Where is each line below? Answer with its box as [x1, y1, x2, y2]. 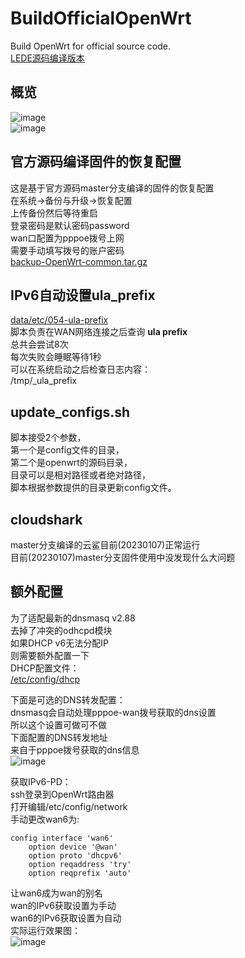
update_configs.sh [10, 403, 131, 421]
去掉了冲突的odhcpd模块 [10, 624, 113, 636]
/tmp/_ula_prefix [10, 375, 78, 387]
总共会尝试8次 [10, 338, 69, 351]
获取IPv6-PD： [10, 775, 72, 787]
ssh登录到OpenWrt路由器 [10, 788, 115, 800]
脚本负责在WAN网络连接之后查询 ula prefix [10, 326, 188, 338]
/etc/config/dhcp [10, 673, 80, 685]
